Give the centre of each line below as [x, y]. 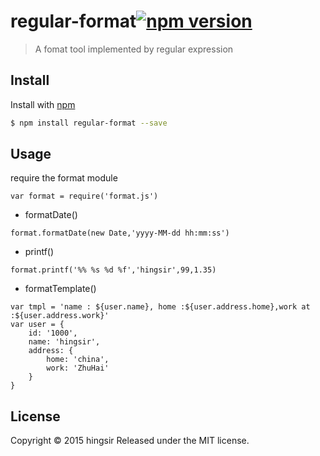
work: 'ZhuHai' [78, 368]
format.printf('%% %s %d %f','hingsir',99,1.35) [113, 270]
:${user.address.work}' [60, 316]
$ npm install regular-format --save [89, 123]
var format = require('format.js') [84, 196]
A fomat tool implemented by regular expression [134, 49]
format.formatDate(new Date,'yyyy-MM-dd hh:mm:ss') [120, 233]
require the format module [64, 178]
